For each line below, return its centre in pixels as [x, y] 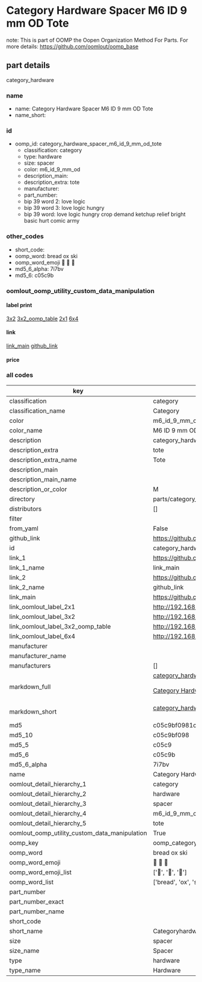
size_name [24, 951]
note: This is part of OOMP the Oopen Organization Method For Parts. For [97, 40]
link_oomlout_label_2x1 [42, 607]
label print [19, 305]
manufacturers [30, 665]
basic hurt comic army [52, 221]
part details [28, 65]
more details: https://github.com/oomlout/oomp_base [72, 46]
